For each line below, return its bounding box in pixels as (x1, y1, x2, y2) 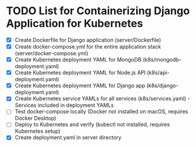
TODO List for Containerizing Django (6, 4, 190, 18)
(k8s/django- (146, 82, 179, 90)
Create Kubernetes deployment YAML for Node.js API (14, 69, 146, 76)
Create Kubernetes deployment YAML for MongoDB (14, 56, 142, 63)
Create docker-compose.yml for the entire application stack (14, 43, 162, 50)
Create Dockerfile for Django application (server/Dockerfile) (14, 36, 162, 43)
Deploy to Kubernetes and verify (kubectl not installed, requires (14, 121, 170, 128)
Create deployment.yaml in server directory (14, 134, 122, 141)
